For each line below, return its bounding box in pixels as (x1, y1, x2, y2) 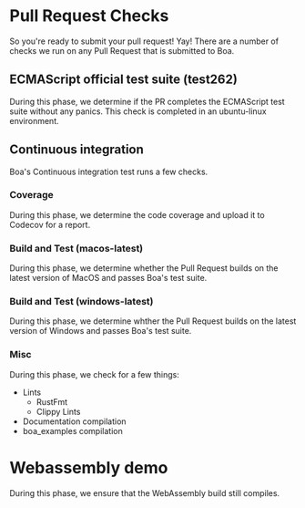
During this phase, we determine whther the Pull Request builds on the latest (9, 316, 297, 327)
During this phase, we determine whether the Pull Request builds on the (9, 263, 280, 274)
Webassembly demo (9, 457, 168, 478)
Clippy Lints (36, 406, 81, 417)
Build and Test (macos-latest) (9, 242, 144, 254)
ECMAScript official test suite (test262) (9, 72, 239, 88)
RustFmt (36, 396, 68, 407)
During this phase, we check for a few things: (9, 368, 179, 379)
